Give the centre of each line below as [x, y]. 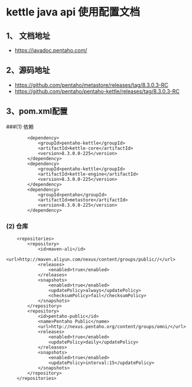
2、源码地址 [28, 71]
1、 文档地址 [28, 36]
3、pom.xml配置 [37, 111]
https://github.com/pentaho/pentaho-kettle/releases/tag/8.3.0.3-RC [97, 91]
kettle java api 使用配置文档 [73, 12]
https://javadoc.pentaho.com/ [51, 50]
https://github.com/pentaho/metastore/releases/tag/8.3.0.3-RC [91, 85]
